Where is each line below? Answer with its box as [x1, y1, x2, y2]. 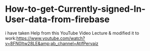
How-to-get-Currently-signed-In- [5, 3, 146, 15]
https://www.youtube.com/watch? [16, 35, 85, 41]
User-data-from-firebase [5, 14, 110, 25]
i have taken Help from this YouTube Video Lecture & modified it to [5, 30, 140, 36]
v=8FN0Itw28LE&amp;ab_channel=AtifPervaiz [5, 40, 99, 46]
